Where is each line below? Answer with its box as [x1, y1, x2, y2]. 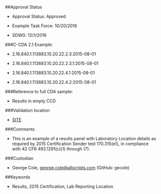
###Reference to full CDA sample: [5, 89, 73, 94]
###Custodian [5, 155, 34, 161]
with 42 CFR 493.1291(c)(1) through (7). [12, 146, 90, 152]
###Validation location [5, 108, 50, 113]
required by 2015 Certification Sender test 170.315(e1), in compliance [12, 141, 149, 146]
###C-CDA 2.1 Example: [5, 42, 53, 48]
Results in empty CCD [12, 98, 56, 104]
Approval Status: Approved [12, 14, 66, 19]
